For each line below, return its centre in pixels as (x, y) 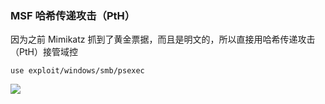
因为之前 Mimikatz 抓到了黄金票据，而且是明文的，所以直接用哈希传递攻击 (163, 39)
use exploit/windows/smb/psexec (77, 71)
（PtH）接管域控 (44, 52)
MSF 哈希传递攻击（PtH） (73, 15)
